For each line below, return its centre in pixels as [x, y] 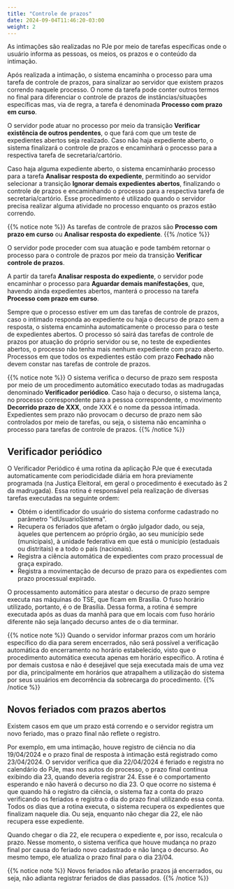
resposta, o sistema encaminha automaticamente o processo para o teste [113, 327]
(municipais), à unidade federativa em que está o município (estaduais [118, 542]
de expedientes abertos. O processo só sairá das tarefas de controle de [111, 334]
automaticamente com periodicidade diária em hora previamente [100, 476]
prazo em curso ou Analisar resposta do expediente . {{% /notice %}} [109, 234]
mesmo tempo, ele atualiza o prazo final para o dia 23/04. [90, 857]
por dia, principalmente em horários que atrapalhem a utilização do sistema [116, 672]
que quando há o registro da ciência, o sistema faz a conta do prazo [105, 792]
